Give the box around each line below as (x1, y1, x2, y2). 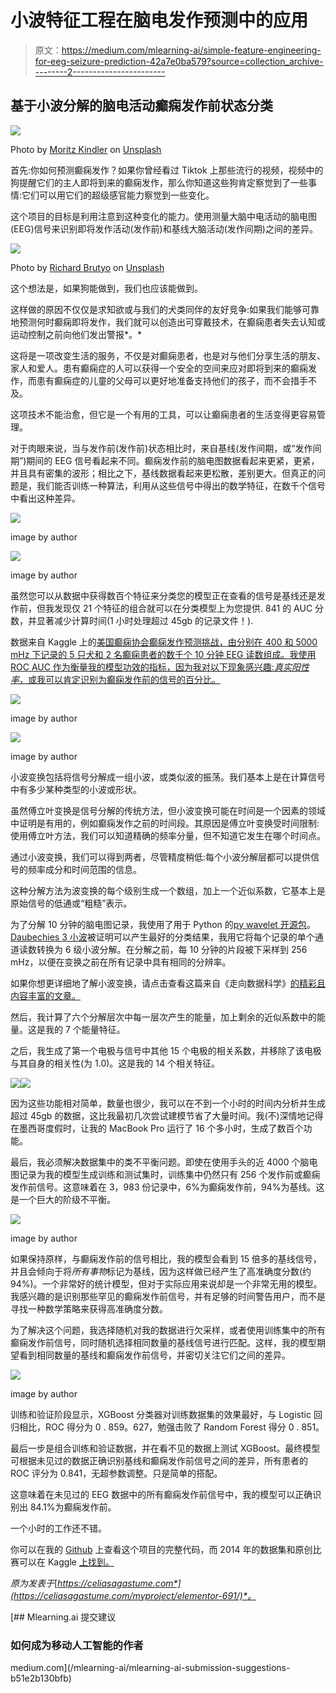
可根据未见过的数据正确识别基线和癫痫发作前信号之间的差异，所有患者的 (10, 1454, 308, 1466)
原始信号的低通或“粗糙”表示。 (10, 897, 133, 909)
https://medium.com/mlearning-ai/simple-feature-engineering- (61, 44, 322, 56)
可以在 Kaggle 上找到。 (18, 1556, 115, 1568)
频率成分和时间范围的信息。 (27, 863, 142, 875)
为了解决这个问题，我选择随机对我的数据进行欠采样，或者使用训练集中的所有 (10, 1324, 326, 1336)
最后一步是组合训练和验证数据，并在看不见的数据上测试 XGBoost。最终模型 (10, 1442, 321, 1454)
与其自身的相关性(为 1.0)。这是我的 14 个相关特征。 (10, 1057, 220, 1069)
